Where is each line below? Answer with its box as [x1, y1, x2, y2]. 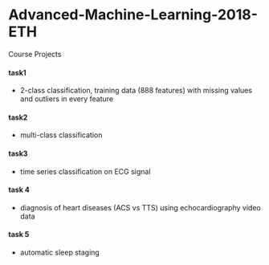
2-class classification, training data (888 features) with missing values [19, 86, 253, 96]
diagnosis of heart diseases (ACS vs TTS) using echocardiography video [19, 202, 261, 212]
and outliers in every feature [19, 94, 114, 104]
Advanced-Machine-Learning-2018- [8, 6, 259, 24]
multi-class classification [19, 130, 103, 140]
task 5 [8, 230, 30, 239]
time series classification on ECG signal [19, 166, 151, 176]
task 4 [8, 185, 31, 194]
